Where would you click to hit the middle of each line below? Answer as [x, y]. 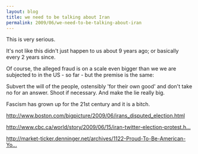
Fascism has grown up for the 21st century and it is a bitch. [78, 104]
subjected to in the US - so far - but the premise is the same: [80, 75]
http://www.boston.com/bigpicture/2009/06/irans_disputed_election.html [96, 115]
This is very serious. [31, 40]
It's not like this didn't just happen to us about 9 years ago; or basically [92, 51]
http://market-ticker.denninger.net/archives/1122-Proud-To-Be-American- [96, 139]
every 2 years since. [31, 57]
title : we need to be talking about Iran [58, 17]
